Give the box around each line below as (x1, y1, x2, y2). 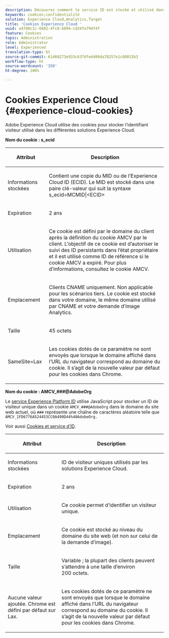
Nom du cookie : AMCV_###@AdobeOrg (5, 388, 92, 394)
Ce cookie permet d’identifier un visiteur (61, 502, 157, 509)
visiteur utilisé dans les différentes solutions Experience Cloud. (5, 127, 135, 133)
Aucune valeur (8, 594, 42, 601)
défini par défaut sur (8, 606, 56, 613)
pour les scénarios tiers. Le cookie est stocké (48, 290, 156, 297)
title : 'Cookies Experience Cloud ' (5, 21, 82, 27)
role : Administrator (5, 40, 49, 45)
